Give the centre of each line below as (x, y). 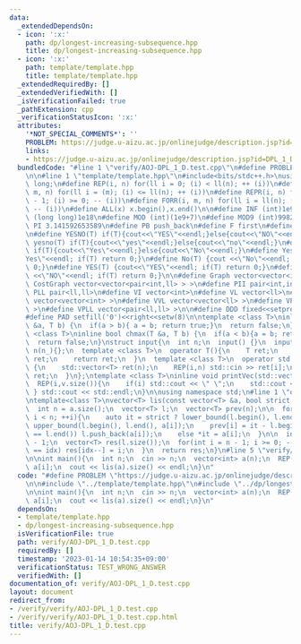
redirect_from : (38, 601)
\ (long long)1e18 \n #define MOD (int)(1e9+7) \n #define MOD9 (140, 217)
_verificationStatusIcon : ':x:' (78, 117)
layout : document (42, 592)
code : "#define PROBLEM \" (68, 476)
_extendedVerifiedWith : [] (68, 92)
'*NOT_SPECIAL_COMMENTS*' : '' (82, 134)
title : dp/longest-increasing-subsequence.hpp (114, 51)
